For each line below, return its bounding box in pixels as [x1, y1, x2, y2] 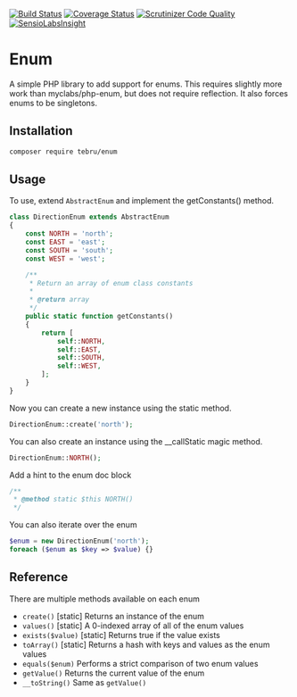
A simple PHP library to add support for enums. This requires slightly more [9, 79, 283, 89]
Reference [9, 569, 69, 585]
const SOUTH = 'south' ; [25, 245, 114, 254]
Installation [9, 123, 73, 138]
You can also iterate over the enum [9, 519, 137, 530]
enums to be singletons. [9, 97, 98, 108]
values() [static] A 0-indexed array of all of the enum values [21, 620, 244, 631]
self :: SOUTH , [56, 353, 105, 362]
